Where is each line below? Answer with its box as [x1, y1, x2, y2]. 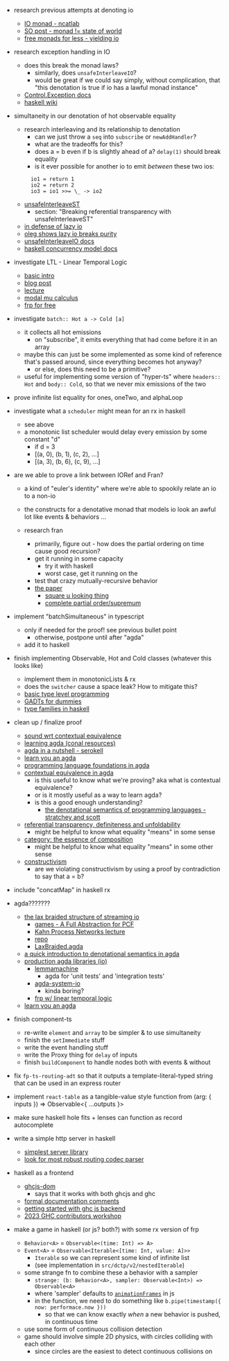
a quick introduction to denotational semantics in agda [24, 950, 180, 958]
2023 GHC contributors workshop [24, 1212, 121, 1220]
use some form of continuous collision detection [24, 1325, 162, 1333]
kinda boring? [44, 987, 85, 995]
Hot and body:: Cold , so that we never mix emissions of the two [24, 380, 206, 388]
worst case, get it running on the [44, 569, 138, 577]
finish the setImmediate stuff [24, 1036, 105, 1044]
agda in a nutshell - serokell [24, 747, 104, 754]
